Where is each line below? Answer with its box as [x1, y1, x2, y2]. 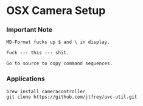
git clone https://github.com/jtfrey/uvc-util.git [6, 94, 138, 100]
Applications [6, 74, 45, 83]
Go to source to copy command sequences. [6, 60, 113, 67]
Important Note [6, 26, 53, 34]
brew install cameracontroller [6, 88, 86, 94]
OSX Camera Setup [6, 4, 106, 18]
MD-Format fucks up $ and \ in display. [6, 39, 111, 46]
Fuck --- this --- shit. [6, 50, 69, 56]
